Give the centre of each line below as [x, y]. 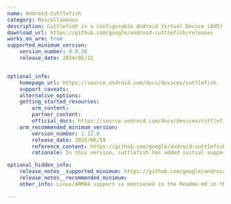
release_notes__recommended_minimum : [74, 178]
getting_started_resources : [59, 102]
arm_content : [51, 108]
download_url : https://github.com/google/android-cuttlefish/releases [110, 33]
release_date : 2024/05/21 [57, 58]
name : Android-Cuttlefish [44, 13]
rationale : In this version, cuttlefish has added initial [118, 153]
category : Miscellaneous [43, 20]
